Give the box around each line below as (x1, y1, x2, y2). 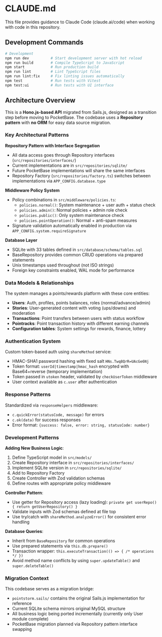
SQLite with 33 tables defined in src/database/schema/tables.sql (12, 247, 143, 252)
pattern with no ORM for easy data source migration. (5, 120, 111, 125)
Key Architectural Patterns (5, 132, 69, 139)
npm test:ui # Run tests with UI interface (5, 83, 114, 88)
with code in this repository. (5, 24, 61, 30)
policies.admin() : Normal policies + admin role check (19, 207, 128, 213)
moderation (12, 310, 35, 316)
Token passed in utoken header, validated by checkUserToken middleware (12, 374, 157, 380)
